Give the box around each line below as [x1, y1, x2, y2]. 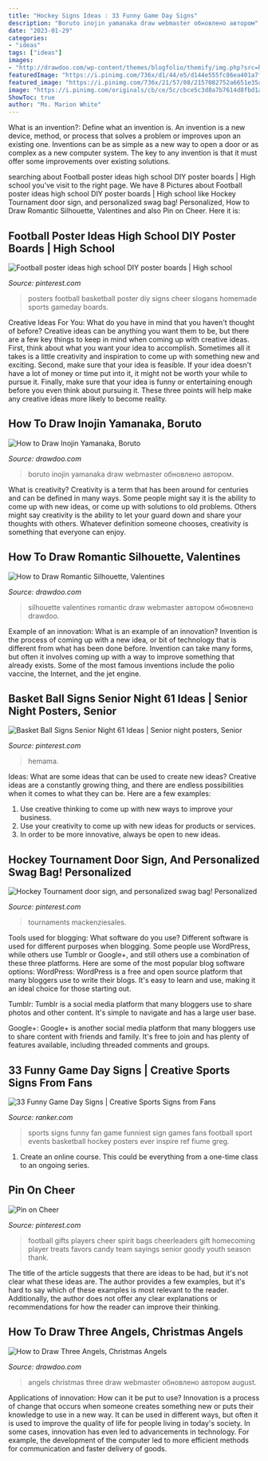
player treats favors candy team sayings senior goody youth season [27, 1244, 251, 1253]
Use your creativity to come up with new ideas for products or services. [19, 822, 256, 831]
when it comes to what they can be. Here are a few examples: [8, 789, 211, 798]
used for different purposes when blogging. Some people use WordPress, [8, 941, 251, 951]
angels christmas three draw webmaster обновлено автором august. [27, 1377, 257, 1387]
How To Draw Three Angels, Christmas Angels [8, 1325, 243, 1339]
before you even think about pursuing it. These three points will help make [8, 385, 252, 395]
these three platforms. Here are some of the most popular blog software [8, 959, 245, 968]
